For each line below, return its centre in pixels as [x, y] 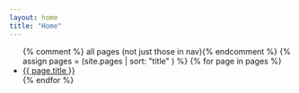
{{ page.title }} [48, 70]
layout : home [34, 17]
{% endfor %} [48, 80]
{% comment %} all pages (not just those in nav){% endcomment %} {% [157, 51]
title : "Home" [36, 26]
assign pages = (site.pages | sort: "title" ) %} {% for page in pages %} [152, 61]
